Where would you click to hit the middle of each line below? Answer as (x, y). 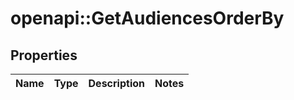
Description (116, 83)
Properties (44, 55)
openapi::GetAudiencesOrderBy (147, 18)
